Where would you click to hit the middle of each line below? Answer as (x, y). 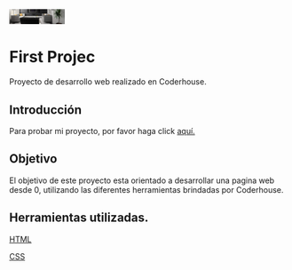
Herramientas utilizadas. (79, 218)
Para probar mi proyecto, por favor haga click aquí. (102, 131)
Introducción (46, 110)
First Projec (52, 57)
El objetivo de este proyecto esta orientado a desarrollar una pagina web (142, 180)
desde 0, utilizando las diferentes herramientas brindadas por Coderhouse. (146, 189)
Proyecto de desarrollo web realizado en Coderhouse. (108, 82)
